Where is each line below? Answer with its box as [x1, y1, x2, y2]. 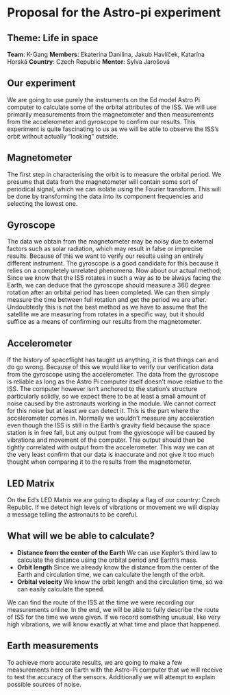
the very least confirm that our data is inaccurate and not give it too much [7, 451, 214, 459]
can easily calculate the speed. [16, 585, 105, 593]
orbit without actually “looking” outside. [7, 132, 118, 140]
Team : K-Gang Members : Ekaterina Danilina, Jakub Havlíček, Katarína [7, 50, 205, 58]
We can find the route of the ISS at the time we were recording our [7, 598, 194, 606]
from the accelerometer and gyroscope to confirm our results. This [7, 117, 196, 126]
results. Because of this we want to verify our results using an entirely [7, 252, 204, 260]
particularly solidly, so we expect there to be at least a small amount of [7, 392, 207, 401]
